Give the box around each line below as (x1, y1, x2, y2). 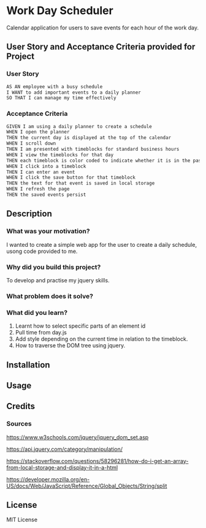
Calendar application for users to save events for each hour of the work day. (6, 24, 199, 31)
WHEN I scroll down (6, 140, 56, 147)
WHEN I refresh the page (6, 186, 70, 192)
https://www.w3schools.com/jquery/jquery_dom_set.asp (6, 433, 149, 441)
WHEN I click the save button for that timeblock (6, 175, 136, 181)
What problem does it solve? (6, 292, 94, 300)
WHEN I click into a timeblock (6, 163, 86, 169)
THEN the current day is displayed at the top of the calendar (6, 135, 172, 141)
